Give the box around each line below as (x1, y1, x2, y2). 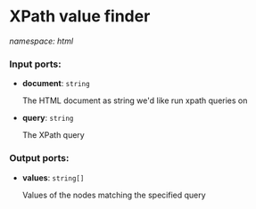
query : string (21, 113, 74, 124)
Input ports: (9, 58, 62, 70)
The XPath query (21, 130, 85, 141)
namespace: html (9, 36, 74, 46)
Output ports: (9, 152, 70, 165)
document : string (21, 78, 91, 89)
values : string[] (21, 172, 85, 183)
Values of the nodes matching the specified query (21, 189, 207, 200)
